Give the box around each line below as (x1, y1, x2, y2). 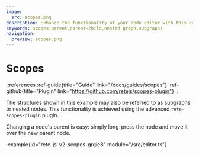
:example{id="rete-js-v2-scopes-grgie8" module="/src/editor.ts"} (6, 140, 168, 148)
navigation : (6, 31, 36, 37)
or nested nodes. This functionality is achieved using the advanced (6, 105, 170, 113)
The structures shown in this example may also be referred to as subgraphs (6, 99, 191, 106)
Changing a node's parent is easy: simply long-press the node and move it (6, 123, 188, 130)
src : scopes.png (11, 14, 52, 20)
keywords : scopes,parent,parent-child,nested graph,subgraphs (6, 25, 163, 31)
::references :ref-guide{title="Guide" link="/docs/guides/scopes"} (6, 81, 168, 88)
